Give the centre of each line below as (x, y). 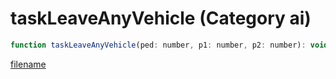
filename (28, 64)
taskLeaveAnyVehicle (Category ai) (161, 18)
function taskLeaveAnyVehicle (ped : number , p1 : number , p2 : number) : (158, 45)
